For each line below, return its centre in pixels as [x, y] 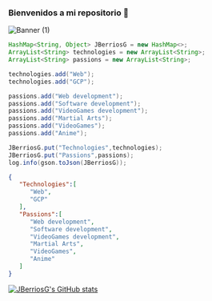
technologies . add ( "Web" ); [51, 74]
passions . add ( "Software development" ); [75, 103]
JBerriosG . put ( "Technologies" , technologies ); [85, 147]
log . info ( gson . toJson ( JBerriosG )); [68, 163]
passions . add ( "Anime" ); [48, 134]
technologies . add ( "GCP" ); [51, 82]
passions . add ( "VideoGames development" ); [78, 111]
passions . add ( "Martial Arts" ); [60, 118]
